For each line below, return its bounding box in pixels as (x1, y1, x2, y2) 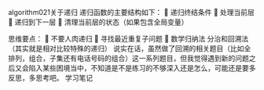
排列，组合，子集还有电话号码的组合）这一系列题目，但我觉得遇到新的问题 (8, 54, 249, 63)
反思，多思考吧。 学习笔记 (8, 74, 93, 82)
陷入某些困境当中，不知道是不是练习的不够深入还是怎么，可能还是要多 (28, 63, 256, 73)
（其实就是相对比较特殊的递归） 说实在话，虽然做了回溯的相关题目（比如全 (8, 44, 251, 53)
